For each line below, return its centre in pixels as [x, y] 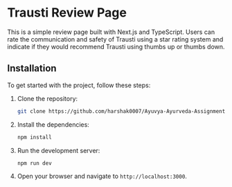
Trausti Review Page [67, 13]
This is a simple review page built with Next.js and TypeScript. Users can [111, 32]
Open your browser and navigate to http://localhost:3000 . [102, 176]
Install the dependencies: [53, 124]
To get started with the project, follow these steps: [79, 85]
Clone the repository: [47, 98]
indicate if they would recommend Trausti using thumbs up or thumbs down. [116, 46]
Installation [32, 68]
